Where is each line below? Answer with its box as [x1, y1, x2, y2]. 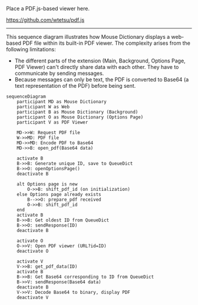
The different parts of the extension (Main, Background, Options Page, [14, 57, 186, 64]
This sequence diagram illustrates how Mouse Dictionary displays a [6, 34, 170, 40]
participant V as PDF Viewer [16, 120, 88, 125]
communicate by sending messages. [14, 70, 104, 77]
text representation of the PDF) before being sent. [14, 82, 136, 89]
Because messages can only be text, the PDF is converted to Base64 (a [14, 76, 189, 83]
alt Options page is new [16, 181, 78, 187]
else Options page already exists [16, 191, 101, 197]
